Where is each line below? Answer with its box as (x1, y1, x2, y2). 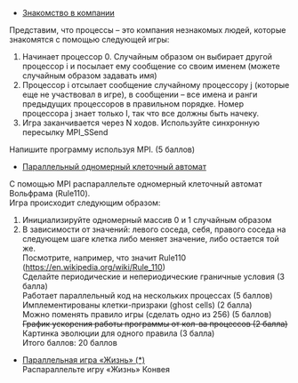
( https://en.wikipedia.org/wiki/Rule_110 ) (21, 262, 166, 272)
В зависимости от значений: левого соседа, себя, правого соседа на (21, 224, 286, 235)
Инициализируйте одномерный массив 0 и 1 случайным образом (21, 215, 272, 225)
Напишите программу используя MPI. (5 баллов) (9, 144, 196, 155)
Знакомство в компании (21, 8, 116, 18)
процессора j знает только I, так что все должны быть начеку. (21, 108, 260, 118)
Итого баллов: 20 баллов (21, 338, 117, 347)
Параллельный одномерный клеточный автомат (21, 162, 207, 172)
